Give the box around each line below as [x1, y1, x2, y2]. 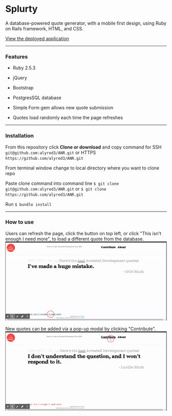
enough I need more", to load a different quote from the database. [5, 236, 144, 242]
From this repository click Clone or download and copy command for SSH [5, 144, 162, 150]
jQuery [12, 75, 27, 81]
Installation [5, 132, 34, 139]
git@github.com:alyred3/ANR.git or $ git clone [5, 185, 106, 192]
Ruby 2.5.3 [12, 65, 36, 71]
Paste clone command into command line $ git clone [5, 180, 119, 186]
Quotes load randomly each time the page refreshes [12, 115, 123, 121]
